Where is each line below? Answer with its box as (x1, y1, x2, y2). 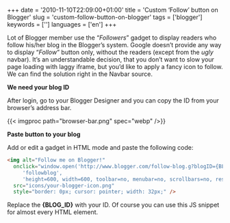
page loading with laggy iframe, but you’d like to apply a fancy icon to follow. (7, 63, 223, 70)
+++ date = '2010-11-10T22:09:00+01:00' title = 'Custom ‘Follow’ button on (7, 6, 219, 14)
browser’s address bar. (7, 104, 72, 112)
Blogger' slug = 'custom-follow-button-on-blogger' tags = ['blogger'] (7, 13, 203, 21)
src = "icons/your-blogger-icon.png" (13, 182, 115, 189)
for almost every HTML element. (7, 208, 99, 216)
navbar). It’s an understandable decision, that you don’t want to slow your (7, 55, 214, 64)
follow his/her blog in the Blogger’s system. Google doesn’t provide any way (7, 41, 222, 49)
